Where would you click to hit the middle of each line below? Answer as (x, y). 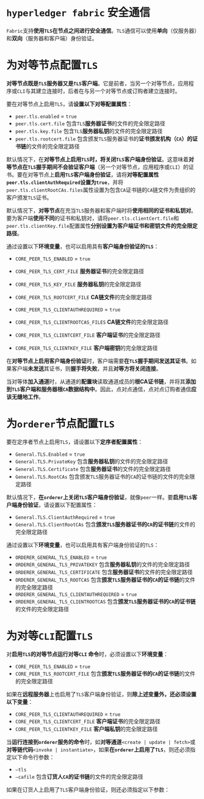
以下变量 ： (20, 702)
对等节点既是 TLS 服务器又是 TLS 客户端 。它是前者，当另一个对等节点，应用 (97, 83)
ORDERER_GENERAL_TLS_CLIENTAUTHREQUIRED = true (76, 594)
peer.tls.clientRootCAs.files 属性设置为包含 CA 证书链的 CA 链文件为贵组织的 (101, 189)
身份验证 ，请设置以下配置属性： (57, 505)
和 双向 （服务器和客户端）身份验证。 (52, 38)
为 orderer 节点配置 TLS (60, 424)
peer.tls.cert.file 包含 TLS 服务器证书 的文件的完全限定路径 (90, 123)
